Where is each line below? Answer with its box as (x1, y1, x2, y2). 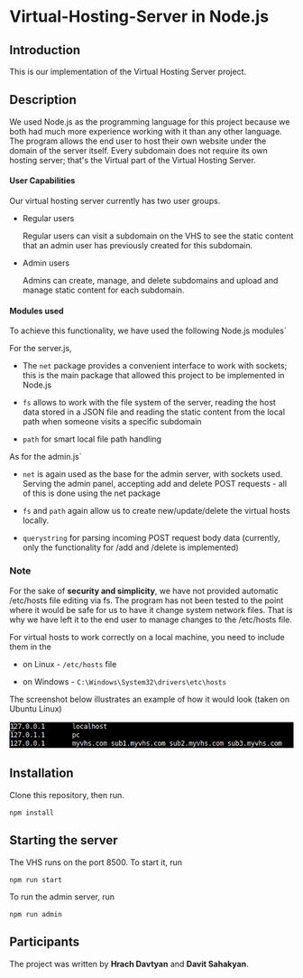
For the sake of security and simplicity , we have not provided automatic (9, 585, 280, 596)
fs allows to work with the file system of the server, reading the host (22, 397, 277, 408)
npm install (9, 808, 54, 817)
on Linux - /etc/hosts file (22, 658, 117, 669)
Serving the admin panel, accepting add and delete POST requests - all (22, 479, 287, 489)
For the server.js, (9, 343, 72, 354)
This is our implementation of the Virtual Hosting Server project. (9, 66, 246, 77)
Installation (9, 766, 74, 781)
